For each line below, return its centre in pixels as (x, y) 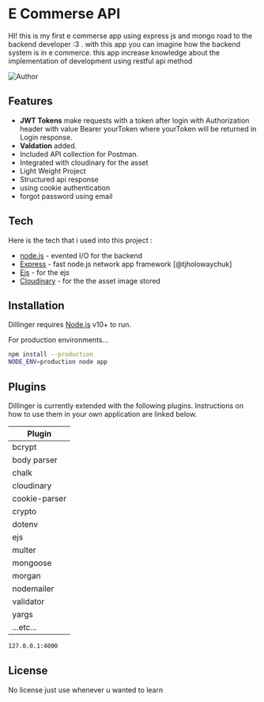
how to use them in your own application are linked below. (103, 414)
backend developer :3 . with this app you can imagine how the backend (124, 44)
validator (28, 601)
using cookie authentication (65, 188)
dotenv (25, 524)
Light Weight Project (53, 170)
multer (25, 550)
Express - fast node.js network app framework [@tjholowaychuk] (126, 264)
